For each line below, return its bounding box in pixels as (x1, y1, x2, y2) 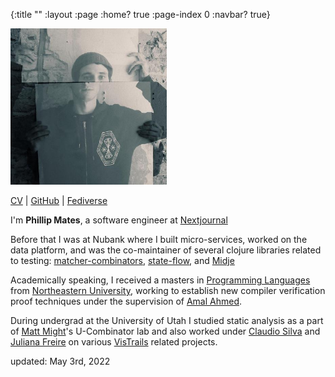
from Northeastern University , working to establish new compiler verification (10, 285, 326, 296)
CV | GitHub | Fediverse (10, 195, 108, 206)
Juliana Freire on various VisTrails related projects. (10, 336, 218, 348)
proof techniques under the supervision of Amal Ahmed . (10, 295, 243, 307)
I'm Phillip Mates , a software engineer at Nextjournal (10, 214, 228, 226)
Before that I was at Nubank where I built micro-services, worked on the (10, 234, 308, 245)
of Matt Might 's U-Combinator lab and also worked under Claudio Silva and (10, 325, 321, 337)
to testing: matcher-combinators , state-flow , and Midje (10, 255, 235, 266)
